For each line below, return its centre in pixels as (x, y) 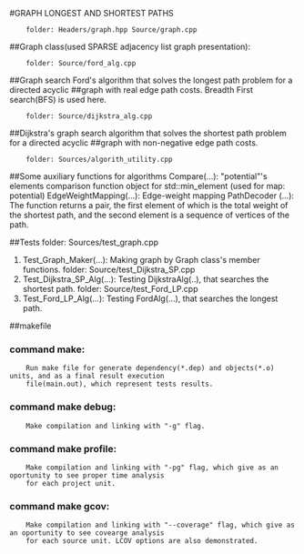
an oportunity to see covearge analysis (87, 533)
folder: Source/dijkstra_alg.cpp (89, 116)
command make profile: (63, 448)
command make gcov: (60, 506)
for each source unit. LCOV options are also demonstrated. (142, 541)
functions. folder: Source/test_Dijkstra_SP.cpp (109, 269)
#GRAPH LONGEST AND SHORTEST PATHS (92, 13)
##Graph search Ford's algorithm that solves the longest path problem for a (151, 80)
